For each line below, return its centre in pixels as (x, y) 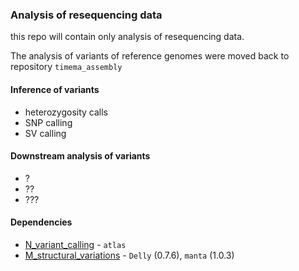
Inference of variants (55, 89)
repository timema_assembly (66, 67)
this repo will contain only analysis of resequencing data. (127, 37)
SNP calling (48, 122)
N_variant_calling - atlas (75, 244)
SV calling (45, 133)
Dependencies (41, 222)
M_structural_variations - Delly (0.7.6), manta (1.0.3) (129, 255)
